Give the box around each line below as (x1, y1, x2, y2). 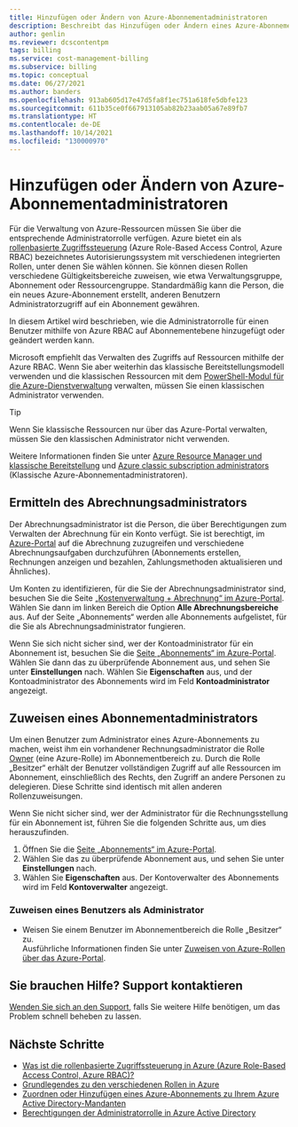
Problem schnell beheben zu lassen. (9, 1011, 142, 1021)
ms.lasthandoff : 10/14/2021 (9, 129, 114, 138)
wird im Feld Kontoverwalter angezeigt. (21, 882, 169, 893)
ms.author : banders (9, 87, 82, 96)
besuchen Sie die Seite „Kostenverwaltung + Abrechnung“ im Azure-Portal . (9, 592, 285, 603)
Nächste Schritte (9, 1036, 105, 1052)
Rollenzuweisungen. (9, 791, 83, 801)
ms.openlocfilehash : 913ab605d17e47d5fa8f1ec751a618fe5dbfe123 (9, 95, 248, 105)
